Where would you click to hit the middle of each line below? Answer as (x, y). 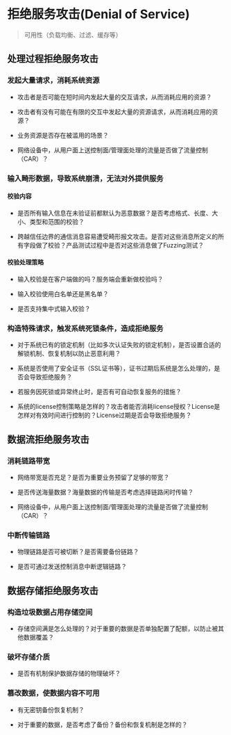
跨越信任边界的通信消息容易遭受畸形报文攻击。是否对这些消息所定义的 (118, 236)
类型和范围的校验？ (57, 221)
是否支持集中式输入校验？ (54, 308)
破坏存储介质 (29, 656)
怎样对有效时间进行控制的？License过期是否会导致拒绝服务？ (104, 415)
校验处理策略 (25, 262)
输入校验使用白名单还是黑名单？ (63, 293)
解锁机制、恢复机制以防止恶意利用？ (69, 354)
